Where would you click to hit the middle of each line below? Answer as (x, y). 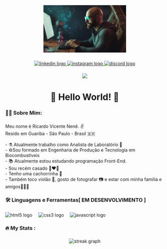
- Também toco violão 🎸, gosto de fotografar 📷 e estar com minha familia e (83, 179)
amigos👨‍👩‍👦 (17, 186)
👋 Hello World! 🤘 (85, 97)
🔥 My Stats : (20, 228)
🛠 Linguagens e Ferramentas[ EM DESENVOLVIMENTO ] (76, 200)
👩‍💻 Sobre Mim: (24, 113)
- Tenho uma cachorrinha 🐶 (34, 173)
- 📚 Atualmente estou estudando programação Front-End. (66, 161)
